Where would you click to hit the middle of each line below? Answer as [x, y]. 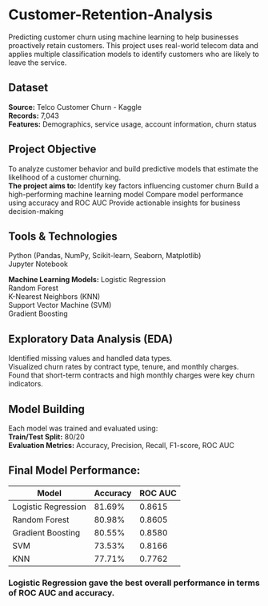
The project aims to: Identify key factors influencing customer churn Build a [134, 185]
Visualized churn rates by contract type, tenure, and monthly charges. [124, 367]
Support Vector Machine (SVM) [60, 305]
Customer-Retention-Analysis [111, 15]
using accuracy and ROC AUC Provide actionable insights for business [124, 203]
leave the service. [38, 63]
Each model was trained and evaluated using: [83, 428]
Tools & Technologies [63, 236]
